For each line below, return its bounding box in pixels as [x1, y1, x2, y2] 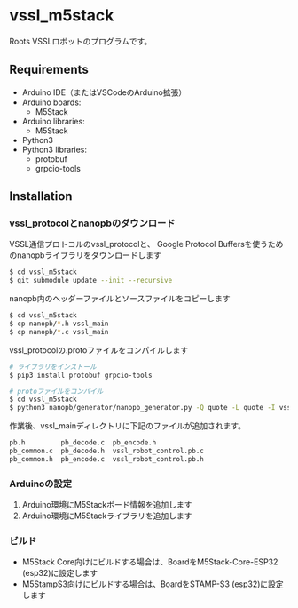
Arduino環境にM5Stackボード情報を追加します [21, 500, 192, 510]
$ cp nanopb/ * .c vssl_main [9, 327, 109, 336]
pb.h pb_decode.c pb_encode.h [9, 438, 157, 447]
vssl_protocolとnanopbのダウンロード [9, 217, 176, 229]
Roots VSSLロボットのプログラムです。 [9, 36, 153, 46]
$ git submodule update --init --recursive [9, 276, 173, 285]
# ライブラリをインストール [9, 362, 97, 372]
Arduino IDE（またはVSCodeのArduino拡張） [21, 86, 187, 98]
